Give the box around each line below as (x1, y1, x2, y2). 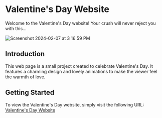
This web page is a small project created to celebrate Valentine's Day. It (5, 63, 153, 69)
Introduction (5, 50, 45, 58)
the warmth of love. (5, 74, 46, 80)
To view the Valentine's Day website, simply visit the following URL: (5, 101, 144, 107)
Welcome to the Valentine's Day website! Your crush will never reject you (5, 20, 156, 26)
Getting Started (5, 88, 55, 97)
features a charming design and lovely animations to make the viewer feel (5, 68, 157, 74)
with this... (5, 25, 27, 31)
